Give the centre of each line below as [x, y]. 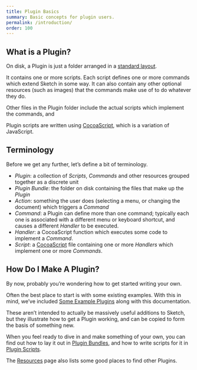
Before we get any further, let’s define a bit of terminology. [77, 164]
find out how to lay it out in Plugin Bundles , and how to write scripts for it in [97, 343]
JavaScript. [20, 132]
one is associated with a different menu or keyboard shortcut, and [95, 219]
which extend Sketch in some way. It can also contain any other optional [94, 84]
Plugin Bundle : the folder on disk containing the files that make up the [99, 188]
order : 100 [19, 28]
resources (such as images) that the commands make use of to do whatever [99, 90]
